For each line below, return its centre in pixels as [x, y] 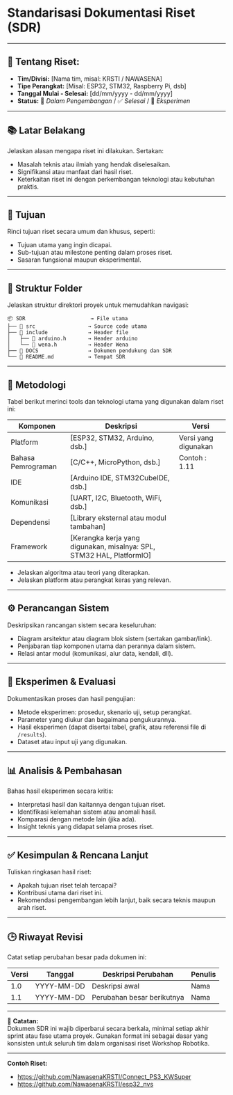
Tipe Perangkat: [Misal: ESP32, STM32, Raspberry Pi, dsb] [102, 86]
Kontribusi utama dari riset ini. [60, 893]
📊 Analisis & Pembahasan [65, 771]
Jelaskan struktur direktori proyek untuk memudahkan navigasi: [98, 305]
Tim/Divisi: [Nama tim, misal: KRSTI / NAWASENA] [90, 79]
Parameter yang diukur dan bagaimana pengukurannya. [97, 719]
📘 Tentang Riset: [43, 62]
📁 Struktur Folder [45, 288]
